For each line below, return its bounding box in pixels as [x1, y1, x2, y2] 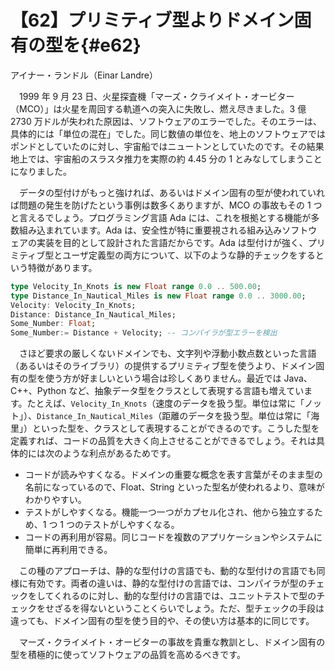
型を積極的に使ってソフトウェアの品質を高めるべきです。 [10, 649, 246, 661]
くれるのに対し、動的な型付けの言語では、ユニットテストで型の [53, 590, 317, 602]
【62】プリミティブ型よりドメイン [10, 9, 295, 32]
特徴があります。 [27, 261, 98, 273]
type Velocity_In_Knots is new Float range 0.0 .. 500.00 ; [10, 281, 262, 291]
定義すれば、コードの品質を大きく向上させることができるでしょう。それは [10, 435, 317, 447]
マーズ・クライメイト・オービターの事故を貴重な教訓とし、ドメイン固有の [18, 636, 326, 648]
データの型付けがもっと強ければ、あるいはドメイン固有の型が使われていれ [18, 186, 325, 198]
